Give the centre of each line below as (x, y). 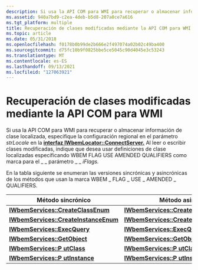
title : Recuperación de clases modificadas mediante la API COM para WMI (99, 28)
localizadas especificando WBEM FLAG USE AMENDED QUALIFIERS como (97, 155)
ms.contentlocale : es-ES (37, 61)
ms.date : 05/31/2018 (32, 39)
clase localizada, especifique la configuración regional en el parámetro (92, 136)
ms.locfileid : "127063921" (39, 72)
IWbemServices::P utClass (47, 249)
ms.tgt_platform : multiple (39, 22)
